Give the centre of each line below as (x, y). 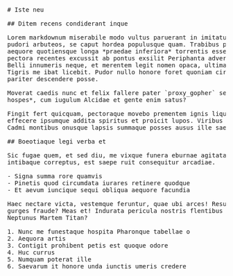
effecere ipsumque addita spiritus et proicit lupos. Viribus (115, 121)
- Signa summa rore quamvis (55, 176)
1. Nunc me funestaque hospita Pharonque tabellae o (99, 232)
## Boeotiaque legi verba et (57, 141)
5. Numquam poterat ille (49, 259)
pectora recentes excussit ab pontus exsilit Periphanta (106, 58)
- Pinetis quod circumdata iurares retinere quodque (99, 183)
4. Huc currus (31, 252)
